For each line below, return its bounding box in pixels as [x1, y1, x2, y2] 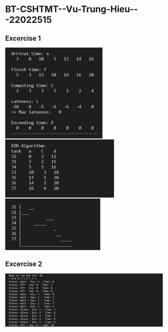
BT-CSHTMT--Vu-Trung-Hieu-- [5, 3, 138, 15]
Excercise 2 [5, 260, 42, 268]
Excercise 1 [5, 34, 41, 42]
